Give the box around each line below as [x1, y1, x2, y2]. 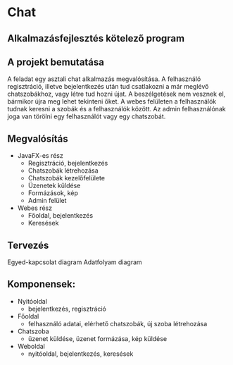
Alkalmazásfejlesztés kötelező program [7, 32, 185, 44]
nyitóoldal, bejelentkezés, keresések [27, 349, 134, 358]
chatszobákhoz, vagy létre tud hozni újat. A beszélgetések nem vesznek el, [7, 89, 226, 99]
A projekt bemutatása [7, 56, 104, 68]
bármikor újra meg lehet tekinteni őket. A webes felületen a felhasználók [7, 97, 217, 106]
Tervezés [7, 239, 49, 251]
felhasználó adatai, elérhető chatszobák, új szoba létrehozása [27, 319, 208, 328]
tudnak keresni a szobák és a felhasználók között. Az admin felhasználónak [7, 105, 227, 113]
